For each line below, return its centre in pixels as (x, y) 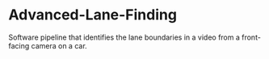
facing (19, 45)
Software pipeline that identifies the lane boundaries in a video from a (124, 37)
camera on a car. (59, 45)
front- (251, 37)
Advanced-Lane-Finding (93, 15)
